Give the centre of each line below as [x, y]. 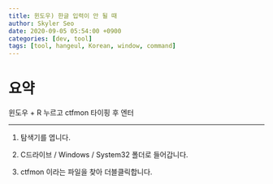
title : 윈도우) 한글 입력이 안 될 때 [63, 16]
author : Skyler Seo [41, 24]
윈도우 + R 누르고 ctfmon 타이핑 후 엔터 [71, 113]
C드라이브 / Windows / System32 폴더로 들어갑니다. [104, 155]
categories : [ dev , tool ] [50, 39]
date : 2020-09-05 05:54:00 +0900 [65, 31]
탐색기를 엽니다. [45, 138]
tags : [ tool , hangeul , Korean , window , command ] [92, 46]
